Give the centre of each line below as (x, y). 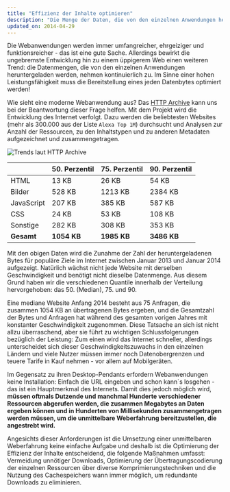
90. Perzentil (171, 169)
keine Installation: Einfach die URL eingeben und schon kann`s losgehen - (111, 382)
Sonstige (25, 225)
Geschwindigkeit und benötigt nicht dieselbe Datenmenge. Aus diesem (107, 275)
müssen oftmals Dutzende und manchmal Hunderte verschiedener (104, 396)
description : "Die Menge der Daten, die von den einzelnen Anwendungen (111, 20)
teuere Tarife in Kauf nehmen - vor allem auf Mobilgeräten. (90, 361)
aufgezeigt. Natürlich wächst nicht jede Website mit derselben (95, 268)
